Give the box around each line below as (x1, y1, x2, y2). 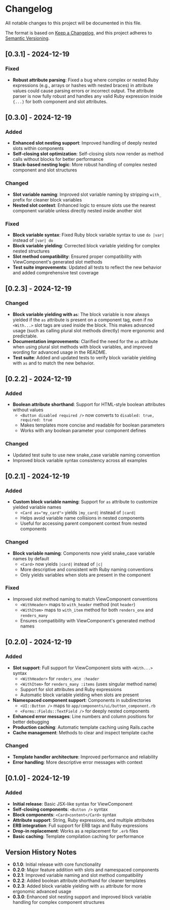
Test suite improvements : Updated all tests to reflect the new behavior (12, 264, 162, 270)
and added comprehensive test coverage (12, 269, 99, 275)
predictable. (12, 333, 38, 339)
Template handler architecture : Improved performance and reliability (12, 754, 158, 760)
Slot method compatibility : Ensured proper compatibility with (12, 253, 142, 260)
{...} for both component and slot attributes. (12, 98, 108, 104)
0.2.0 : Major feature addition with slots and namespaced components (12, 867, 159, 873)
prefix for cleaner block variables (12, 196, 82, 203)
